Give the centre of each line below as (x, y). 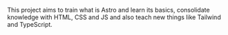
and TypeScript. (30, 24)
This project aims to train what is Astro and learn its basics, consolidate (108, 10)
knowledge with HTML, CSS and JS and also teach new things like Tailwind (114, 17)
